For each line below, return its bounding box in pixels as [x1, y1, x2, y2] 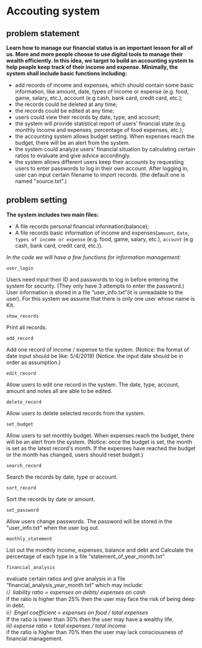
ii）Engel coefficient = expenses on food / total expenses [6, 609, 148, 616]
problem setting [6, 195, 68, 206]
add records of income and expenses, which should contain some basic [14, 81, 194, 89]
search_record [6, 462, 42, 468]
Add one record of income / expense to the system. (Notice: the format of [6, 345, 189, 353]
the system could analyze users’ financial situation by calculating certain [14, 146, 196, 153]
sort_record [6, 485, 36, 491]
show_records [6, 313, 39, 319]
